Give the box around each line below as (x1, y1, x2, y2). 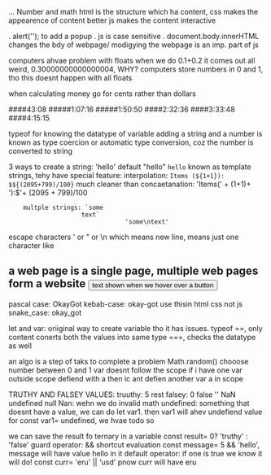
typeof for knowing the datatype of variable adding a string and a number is (8, 129, 263, 138)
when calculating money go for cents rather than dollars (8, 89, 197, 98)
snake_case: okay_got (8, 307, 82, 317)
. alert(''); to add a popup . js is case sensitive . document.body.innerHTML (8, 32, 260, 41)
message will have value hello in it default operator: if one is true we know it (8, 448, 263, 458)
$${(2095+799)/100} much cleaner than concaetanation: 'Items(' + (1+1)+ (8, 179, 251, 189)
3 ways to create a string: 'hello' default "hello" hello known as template (8, 162, 251, 172)
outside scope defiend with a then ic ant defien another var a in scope (8, 373, 244, 383)
